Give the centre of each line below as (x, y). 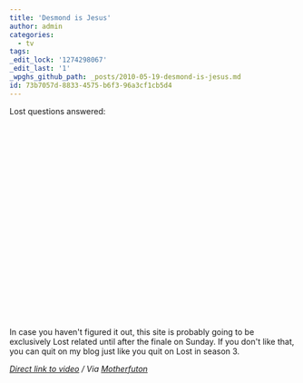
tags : (20, 52)
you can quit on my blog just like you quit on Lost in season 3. (125, 351)
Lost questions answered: (58, 111)
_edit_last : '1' (40, 69)
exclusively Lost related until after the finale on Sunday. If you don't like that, (152, 341)
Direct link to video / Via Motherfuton (78, 368)
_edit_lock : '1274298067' (58, 60)
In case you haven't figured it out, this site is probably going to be (132, 331)
